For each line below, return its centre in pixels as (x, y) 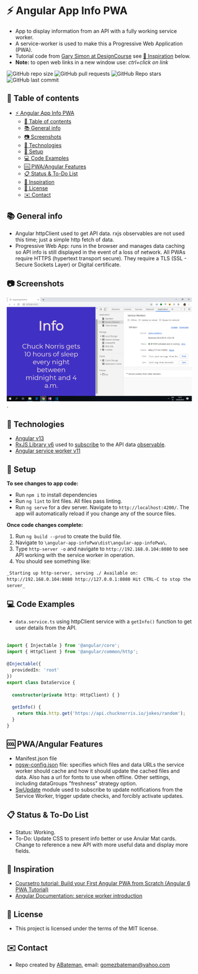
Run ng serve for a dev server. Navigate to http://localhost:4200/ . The (102, 507)
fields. (23, 851)
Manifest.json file (36, 758)
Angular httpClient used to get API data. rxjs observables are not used (100, 233)
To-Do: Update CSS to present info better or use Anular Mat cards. (96, 838)
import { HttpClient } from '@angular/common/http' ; (73, 651)
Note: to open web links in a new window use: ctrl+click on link (92, 62)
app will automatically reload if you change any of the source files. (95, 513)
